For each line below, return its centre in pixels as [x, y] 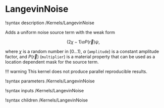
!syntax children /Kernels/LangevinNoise [47, 100]
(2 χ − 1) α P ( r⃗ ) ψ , [83, 42]
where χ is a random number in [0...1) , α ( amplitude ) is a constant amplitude [82, 51]
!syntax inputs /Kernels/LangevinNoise [45, 90]
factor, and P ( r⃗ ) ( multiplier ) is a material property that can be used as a [80, 56]
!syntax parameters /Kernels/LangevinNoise [50, 81]
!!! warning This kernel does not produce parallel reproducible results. [76, 71]
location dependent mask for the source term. [52, 62]
